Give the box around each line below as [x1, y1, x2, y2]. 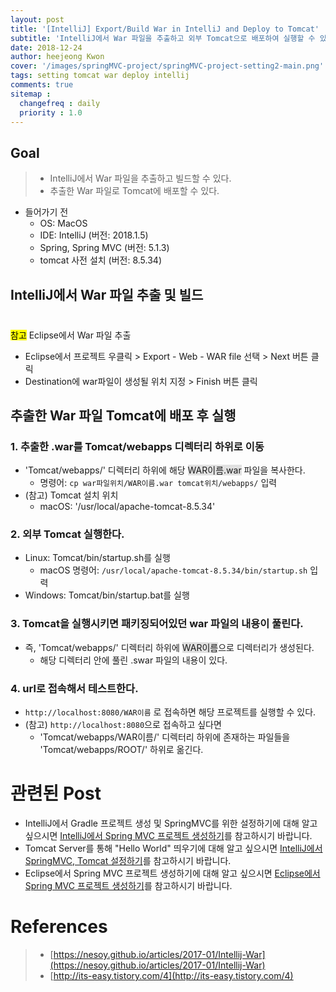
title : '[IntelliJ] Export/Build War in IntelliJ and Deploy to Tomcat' [10, 24, 320, 34]
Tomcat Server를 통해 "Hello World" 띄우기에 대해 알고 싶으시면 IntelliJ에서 [24, 842, 323, 855]
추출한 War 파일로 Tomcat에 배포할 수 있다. [49, 185, 220, 197]
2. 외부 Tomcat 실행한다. [10, 527, 125, 541]
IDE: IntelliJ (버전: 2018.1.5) [39, 229, 149, 241]
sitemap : [10, 89, 52, 99]
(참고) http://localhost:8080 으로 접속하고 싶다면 [24, 719, 222, 731]
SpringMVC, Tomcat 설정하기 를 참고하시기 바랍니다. [24, 855, 232, 867]
